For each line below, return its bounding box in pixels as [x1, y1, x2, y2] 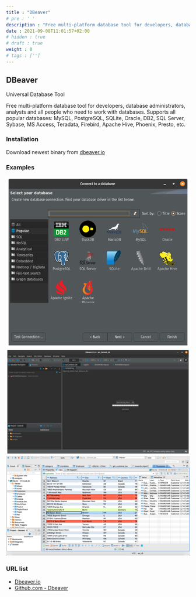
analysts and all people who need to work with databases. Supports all [6, 108, 176, 115]
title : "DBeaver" [6, 9, 51, 15]
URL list [6, 565, 28, 573]
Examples [6, 163, 35, 171]
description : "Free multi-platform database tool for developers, [6, 22, 174, 28]
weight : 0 [6, 47, 33, 53]
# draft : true [6, 40, 43, 46]
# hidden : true [6, 34, 45, 40]
